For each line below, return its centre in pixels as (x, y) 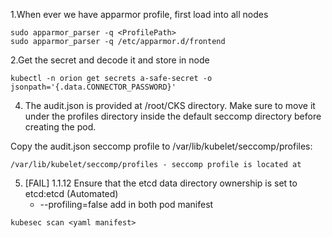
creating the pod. (60, 127)
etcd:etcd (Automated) (71, 193)
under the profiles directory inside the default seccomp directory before (173, 116)
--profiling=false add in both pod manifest (126, 204)
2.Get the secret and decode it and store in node (110, 60)
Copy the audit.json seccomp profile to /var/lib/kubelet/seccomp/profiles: (161, 146)
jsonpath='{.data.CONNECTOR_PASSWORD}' (93, 87)
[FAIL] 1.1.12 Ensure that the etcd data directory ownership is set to (161, 183)
